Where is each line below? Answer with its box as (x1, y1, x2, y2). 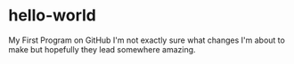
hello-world (8, 5, 97, 26)
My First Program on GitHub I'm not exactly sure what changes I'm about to (8, 35, 286, 45)
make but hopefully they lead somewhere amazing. (8, 44, 197, 54)
